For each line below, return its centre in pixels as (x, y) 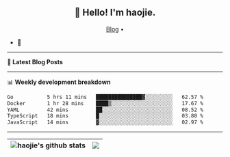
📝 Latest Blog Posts (35, 61)
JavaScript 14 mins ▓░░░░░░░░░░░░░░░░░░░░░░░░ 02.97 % (105, 123)
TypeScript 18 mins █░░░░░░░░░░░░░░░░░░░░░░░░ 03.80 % (105, 116)
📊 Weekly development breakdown (59, 82)
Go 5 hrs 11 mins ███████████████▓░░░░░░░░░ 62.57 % (105, 97)
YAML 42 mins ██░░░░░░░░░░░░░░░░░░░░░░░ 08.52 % (105, 110)
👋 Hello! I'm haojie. (115, 13)
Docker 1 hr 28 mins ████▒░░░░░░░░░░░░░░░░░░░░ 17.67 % (105, 103)
